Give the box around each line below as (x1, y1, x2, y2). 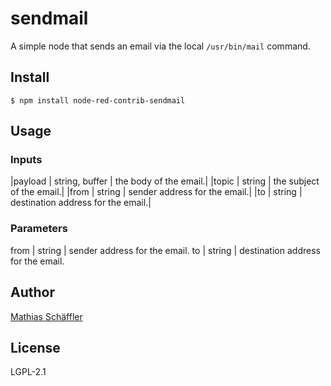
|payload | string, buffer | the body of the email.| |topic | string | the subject (10, 175, 320, 187)
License (10, 339, 61, 356)
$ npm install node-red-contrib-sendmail (10, 95, 186, 106)
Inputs (10, 153, 43, 167)
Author (10, 284, 55, 301)
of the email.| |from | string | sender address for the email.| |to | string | (10, 186, 303, 198)
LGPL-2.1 (10, 366, 47, 378)
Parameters (10, 222, 68, 236)
